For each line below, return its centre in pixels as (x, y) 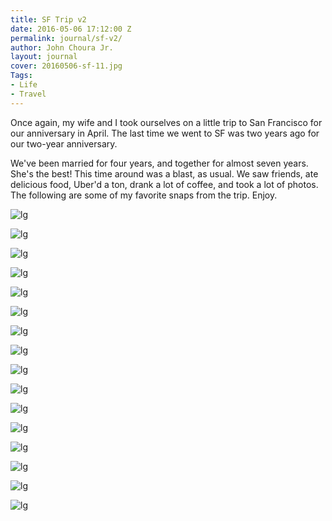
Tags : (21, 76)
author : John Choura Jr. (62, 47)
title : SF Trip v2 (48, 19)
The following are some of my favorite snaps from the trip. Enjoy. (144, 195)
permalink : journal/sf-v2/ (66, 38)
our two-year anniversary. (64, 143)
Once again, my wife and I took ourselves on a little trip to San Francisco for (166, 122)
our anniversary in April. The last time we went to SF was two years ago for (165, 133)
